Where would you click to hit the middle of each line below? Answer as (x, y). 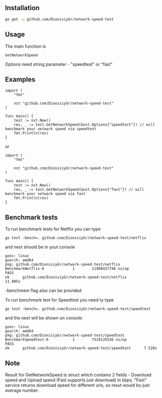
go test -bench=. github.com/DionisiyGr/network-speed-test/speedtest (78, 309)
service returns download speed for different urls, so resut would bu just (77, 385)
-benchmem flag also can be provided (43, 291)
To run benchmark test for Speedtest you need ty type (59, 300)
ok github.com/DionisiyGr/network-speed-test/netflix (66, 277)
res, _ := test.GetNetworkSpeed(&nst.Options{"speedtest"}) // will (84, 125)
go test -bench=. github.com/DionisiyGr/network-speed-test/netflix (76, 238)
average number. (22, 390)
